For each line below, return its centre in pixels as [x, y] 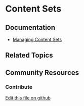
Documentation [30, 28]
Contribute [19, 87]
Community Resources [42, 72]
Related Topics [29, 55]
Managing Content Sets [37, 39]
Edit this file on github [28, 98]
